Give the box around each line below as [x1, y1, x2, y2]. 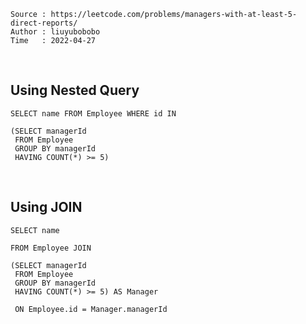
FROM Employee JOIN [10, 243, 92, 253]
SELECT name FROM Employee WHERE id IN [10, 108, 177, 119]
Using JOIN [10, 199, 83, 216]
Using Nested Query [10, 82, 140, 99]
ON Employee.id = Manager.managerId [14, 304, 168, 314]
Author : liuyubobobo [10, 27, 101, 37]
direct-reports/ [10, 18, 78, 28]
